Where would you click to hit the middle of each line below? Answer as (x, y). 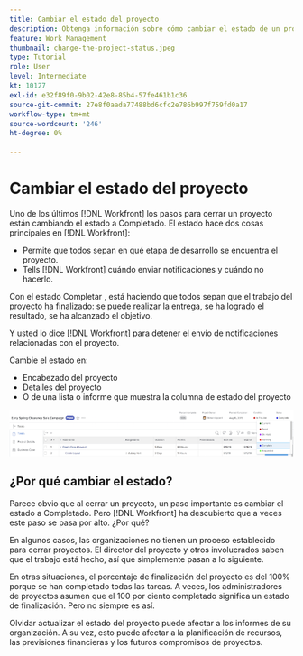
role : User (30, 67)
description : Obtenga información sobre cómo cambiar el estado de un (145, 28)
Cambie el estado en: (49, 360)
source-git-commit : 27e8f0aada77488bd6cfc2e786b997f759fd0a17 (129, 105)
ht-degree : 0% (36, 134)
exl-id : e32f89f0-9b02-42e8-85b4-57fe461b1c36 (98, 95)
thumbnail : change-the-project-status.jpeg (92, 48)
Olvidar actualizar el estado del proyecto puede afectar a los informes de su (150, 623)
